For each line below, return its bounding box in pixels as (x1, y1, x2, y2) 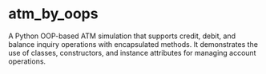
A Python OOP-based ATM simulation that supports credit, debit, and (8, 31, 236, 41)
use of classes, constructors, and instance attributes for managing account (8, 48, 256, 57)
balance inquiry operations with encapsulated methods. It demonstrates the (8, 39, 259, 49)
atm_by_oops (8, 5, 99, 23)
